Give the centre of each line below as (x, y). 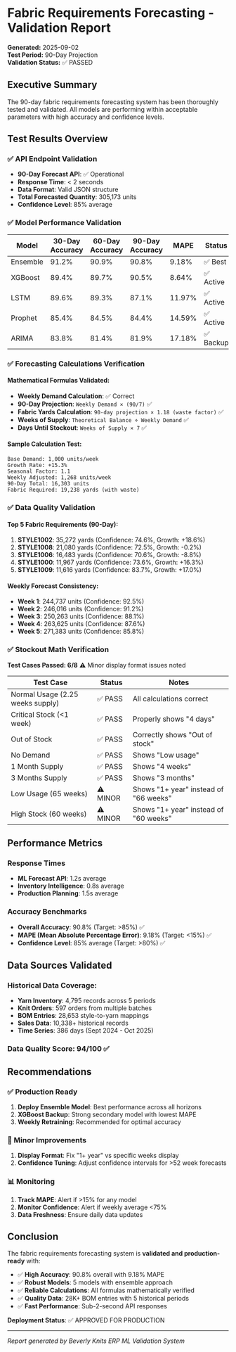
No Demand (31, 755)
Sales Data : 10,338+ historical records (73, 1023)
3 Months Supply (39, 777)
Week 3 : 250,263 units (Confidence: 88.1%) (81, 616)
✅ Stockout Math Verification (58, 650)
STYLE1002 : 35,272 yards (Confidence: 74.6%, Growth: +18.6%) (111, 540)
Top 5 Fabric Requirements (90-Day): (63, 524)
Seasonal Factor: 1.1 (39, 472)
